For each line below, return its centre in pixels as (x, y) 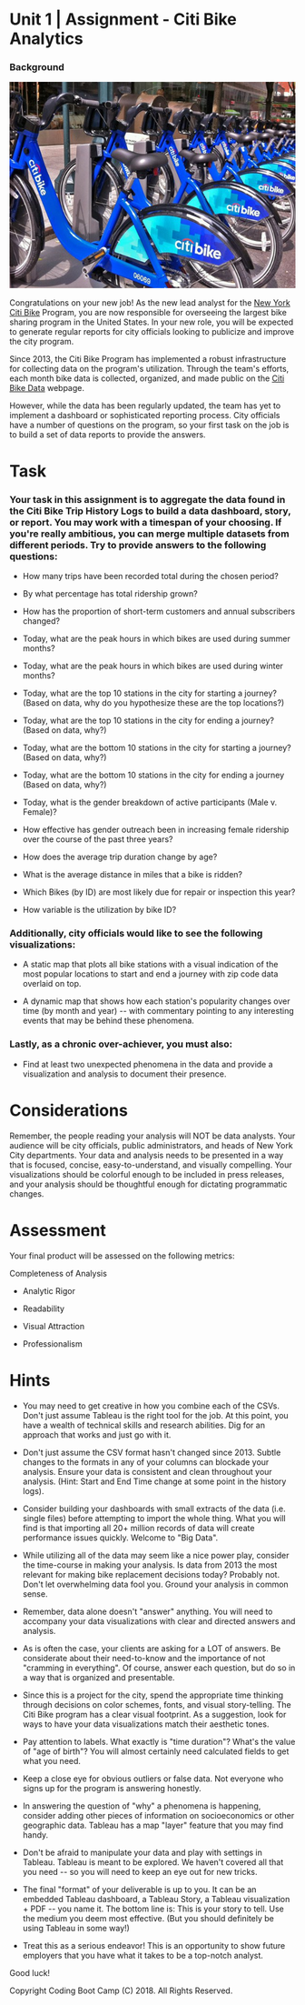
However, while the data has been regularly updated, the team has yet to (145, 406)
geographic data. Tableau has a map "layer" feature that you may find (153, 1825)
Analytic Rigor (49, 1290)
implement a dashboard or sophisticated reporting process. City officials (145, 415)
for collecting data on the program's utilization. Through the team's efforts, (149, 368)
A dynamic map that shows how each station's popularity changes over (156, 1001)
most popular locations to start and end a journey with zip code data (150, 974)
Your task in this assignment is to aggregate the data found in (148, 499)
